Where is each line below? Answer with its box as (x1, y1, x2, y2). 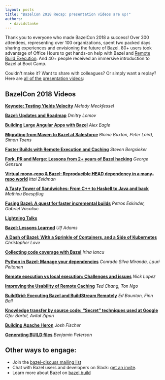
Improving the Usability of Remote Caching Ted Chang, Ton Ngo (5, 283, 138, 289)
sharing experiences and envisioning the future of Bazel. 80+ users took (5, 45, 152, 51)
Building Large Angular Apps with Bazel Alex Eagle (5, 122, 111, 128)
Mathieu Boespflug (5, 191, 44, 197)
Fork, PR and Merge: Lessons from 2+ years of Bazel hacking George (5, 156, 149, 162)
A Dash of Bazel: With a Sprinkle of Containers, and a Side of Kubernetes (5, 234, 157, 240)
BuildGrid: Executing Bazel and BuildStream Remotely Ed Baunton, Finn (5, 293, 153, 299)
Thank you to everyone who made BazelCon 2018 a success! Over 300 (5, 35, 149, 40)
